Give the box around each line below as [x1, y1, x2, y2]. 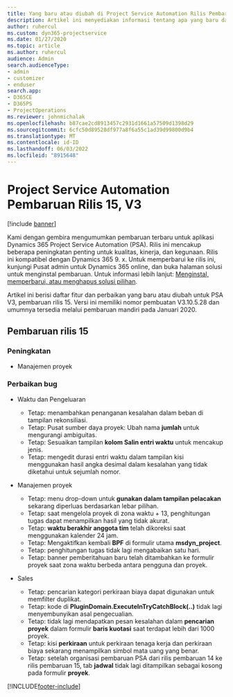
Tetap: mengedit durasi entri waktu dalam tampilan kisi [27, 452, 184, 461]
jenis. [27, 445, 44, 454]
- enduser [7, 81, 36, 88]
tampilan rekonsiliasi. [27, 415, 88, 424]
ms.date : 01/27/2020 [7, 36, 67, 43]
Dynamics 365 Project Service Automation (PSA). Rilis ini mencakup [7, 240, 202, 248]
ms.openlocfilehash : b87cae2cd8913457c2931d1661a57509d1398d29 [7, 119, 194, 127]
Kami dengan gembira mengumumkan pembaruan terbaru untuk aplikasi [7, 233, 214, 241]
